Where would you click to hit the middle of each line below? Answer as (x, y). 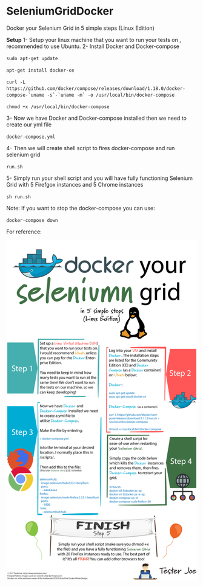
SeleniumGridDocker (60, 11)
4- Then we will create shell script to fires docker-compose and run (91, 148)
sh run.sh (19, 197)
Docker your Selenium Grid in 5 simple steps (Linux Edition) (80, 28)
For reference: (24, 232)
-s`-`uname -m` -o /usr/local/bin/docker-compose (111, 95)
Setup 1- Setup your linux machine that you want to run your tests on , (94, 40)
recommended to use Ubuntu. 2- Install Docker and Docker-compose (93, 46)
